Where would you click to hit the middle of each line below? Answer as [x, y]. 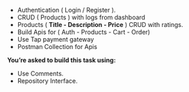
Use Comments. [40, 73]
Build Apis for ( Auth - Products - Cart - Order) [84, 32]
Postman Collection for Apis [57, 47]
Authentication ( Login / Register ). [66, 10]
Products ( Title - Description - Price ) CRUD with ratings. [100, 25]
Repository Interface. [47, 81]
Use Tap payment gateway [56, 39]
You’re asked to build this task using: [61, 60]
